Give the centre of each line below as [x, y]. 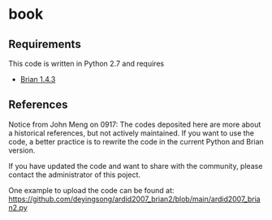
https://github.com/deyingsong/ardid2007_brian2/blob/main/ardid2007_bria [135, 199]
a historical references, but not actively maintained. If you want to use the [131, 133]
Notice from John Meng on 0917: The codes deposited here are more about [135, 124]
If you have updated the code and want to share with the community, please [136, 166]
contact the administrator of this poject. [74, 175]
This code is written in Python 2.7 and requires [86, 63]
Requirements [45, 44]
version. [22, 150]
